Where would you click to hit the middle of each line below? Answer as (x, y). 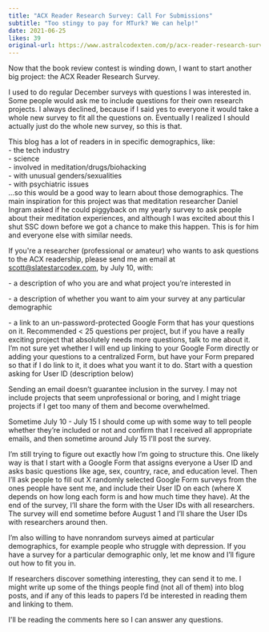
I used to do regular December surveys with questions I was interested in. (130, 92)
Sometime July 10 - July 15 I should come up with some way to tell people (130, 422)
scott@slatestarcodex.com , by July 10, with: (81, 268)
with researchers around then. (58, 522)
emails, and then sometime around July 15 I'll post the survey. (110, 439)
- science (24, 159)
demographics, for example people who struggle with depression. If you (127, 546)
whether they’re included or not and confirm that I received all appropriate (130, 430)
